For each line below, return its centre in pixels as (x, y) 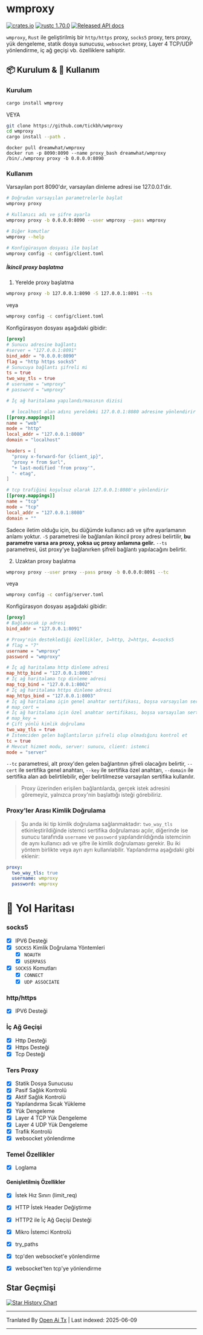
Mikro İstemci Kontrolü (43, 1232)
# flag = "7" (23, 645)
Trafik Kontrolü (34, 1131)
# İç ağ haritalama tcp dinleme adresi (56, 679)
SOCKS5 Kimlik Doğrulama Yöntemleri (60, 947)
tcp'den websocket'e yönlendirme (57, 1256)
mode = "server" (27, 752)
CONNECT (34, 975)
